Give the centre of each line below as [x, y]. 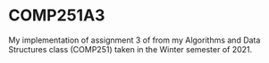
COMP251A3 [57, 16]
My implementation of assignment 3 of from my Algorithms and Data [134, 40]
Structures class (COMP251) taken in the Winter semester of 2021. [130, 49]
